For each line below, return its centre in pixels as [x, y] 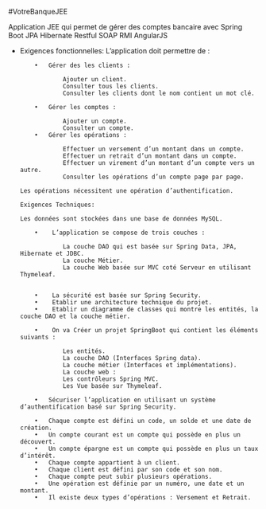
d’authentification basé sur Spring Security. [98, 407]
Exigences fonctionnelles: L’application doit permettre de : [115, 51]
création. [36, 428]
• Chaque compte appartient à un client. [107, 463]
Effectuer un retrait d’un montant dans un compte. [150, 156]
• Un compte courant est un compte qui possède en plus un [137, 435]
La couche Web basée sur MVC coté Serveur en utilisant [157, 268]
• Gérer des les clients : [83, 65]
